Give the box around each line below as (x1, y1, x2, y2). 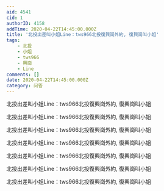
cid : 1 (6, 15, 23, 21)
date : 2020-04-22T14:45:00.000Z (6, 77, 88, 83)
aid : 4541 (6, 9, 32, 15)
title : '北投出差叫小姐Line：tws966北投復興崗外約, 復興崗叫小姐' (6, 32, 160, 38)
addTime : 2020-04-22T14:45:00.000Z (6, 26, 97, 32)
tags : (6, 37, 20, 43)
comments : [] (6, 71, 40, 77)
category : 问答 (6, 83, 43, 89)
